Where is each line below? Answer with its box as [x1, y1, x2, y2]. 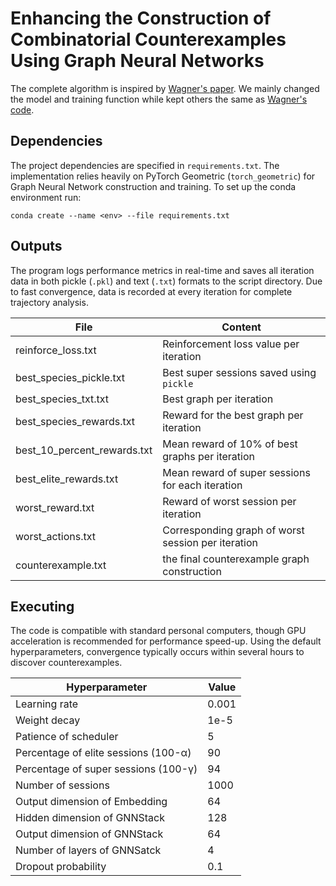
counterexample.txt [15, 558, 107, 572]
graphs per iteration [162, 449, 255, 463]
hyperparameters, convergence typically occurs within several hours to [10, 646, 305, 658]
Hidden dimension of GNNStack [15, 811, 165, 825]
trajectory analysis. [10, 296, 89, 308]
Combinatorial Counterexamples [10, 28, 287, 51]
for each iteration [162, 478, 243, 492]
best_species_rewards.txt [15, 414, 135, 428]
